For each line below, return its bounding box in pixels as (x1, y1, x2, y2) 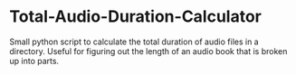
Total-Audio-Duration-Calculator (9, 6, 263, 27)
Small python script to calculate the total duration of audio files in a (9, 36, 260, 47)
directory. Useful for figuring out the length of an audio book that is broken (9, 45, 288, 56)
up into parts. (9, 55, 60, 66)
